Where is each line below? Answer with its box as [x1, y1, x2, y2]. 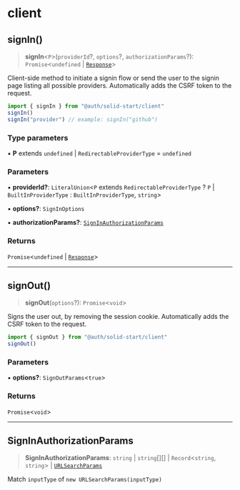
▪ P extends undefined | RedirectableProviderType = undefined [7, 148, 191, 158]
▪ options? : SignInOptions [7, 205, 85, 213]
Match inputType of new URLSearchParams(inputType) [7, 475, 162, 484]
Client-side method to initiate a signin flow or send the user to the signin [7, 73, 220, 82]
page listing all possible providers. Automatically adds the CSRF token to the [7, 81, 232, 90]
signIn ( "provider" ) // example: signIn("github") [7, 116, 159, 123]
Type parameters [7, 133, 69, 143]
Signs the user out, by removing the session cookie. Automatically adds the [7, 312, 229, 321]
